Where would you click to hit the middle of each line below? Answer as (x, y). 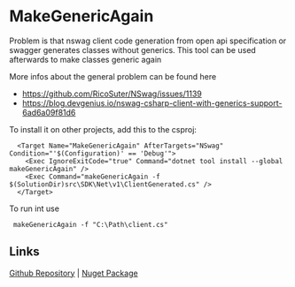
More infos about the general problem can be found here (113, 76)
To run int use (35, 208)
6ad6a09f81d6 (49, 112)
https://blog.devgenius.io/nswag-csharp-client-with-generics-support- (152, 102)
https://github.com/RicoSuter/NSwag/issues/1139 (112, 94)
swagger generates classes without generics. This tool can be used (133, 49)
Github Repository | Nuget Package (74, 273)
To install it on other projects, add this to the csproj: (103, 129)
